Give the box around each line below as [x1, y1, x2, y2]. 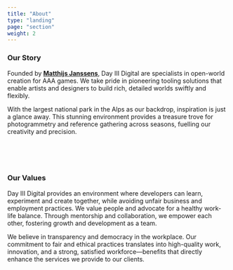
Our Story [7, 53, 41, 63]
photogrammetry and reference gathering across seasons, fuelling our [7, 120, 211, 128]
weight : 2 [7, 29, 36, 37]
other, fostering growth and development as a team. [7, 219, 157, 227]
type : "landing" [7, 17, 55, 24]
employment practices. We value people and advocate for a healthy [7, 204, 203, 212]
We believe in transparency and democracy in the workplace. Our [7, 232, 197, 241]
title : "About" [7, 10, 52, 18]
